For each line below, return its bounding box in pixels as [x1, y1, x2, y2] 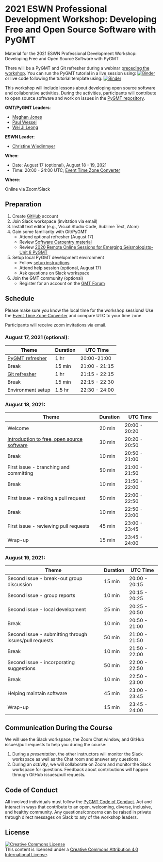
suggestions [7, 665, 35, 672]
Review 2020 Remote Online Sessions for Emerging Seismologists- [19, 244, 154, 250]
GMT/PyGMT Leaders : [5, 105, 51, 110]
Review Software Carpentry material [19, 239, 92, 245]
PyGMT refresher [7, 355, 47, 361]
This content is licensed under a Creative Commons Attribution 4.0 [5, 846, 138, 852]
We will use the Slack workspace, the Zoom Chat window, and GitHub [5, 736, 145, 742]
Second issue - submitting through [7, 631, 87, 638]
